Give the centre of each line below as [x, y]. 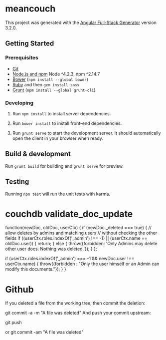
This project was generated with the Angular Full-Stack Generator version [81, 22]
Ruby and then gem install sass [46, 84]
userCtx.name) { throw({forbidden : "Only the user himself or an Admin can [82, 264]
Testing [17, 182]
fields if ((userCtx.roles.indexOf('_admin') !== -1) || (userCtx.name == [77, 238]
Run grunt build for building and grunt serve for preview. [64, 166]
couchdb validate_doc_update [69, 214]
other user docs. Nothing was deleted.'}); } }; [51, 249]
